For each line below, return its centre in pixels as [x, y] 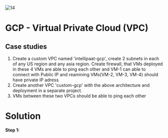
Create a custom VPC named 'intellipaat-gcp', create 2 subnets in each [86, 58]
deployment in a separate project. [47, 91]
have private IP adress [36, 80]
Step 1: [13, 130]
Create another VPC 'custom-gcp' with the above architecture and [81, 85]
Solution [23, 116]
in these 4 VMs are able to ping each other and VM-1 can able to [79, 69]
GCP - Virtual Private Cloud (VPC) [77, 28]
